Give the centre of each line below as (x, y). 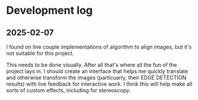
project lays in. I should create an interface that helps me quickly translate (97, 71)
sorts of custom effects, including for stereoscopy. (68, 90)
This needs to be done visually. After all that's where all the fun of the (92, 65)
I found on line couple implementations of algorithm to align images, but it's (99, 47)
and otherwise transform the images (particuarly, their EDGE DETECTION (96, 78)
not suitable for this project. (40, 53)
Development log (49, 10)
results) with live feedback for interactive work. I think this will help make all (99, 84)
